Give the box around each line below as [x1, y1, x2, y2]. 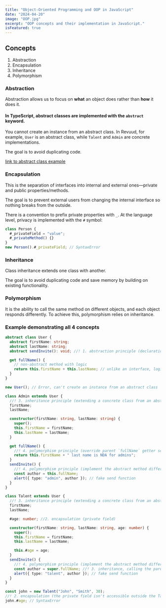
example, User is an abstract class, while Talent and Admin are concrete [5, 134, 150, 140]
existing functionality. [5, 282, 49, 289]
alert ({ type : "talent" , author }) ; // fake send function [14, 571, 138, 576]
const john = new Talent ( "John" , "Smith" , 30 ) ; [5, 589, 105, 594]
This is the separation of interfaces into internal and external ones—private [5, 182, 158, 188]
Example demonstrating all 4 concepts [5, 324, 100, 331]
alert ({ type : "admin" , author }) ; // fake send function [14, 476, 136, 481]
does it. [5, 102, 21, 108]
